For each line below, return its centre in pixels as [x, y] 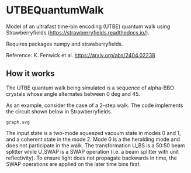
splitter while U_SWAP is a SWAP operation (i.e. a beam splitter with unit [93, 151]
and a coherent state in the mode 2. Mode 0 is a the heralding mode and [93, 139]
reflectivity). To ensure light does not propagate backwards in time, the [91, 158]
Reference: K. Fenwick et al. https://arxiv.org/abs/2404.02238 [81, 55]
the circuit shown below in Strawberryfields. [59, 111]
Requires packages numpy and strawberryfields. [65, 44]
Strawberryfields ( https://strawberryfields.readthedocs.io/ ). [78, 32]
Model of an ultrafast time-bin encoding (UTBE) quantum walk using [88, 26]
